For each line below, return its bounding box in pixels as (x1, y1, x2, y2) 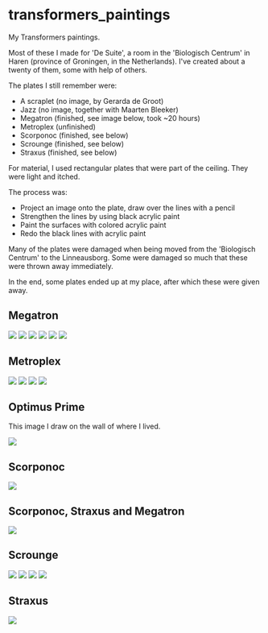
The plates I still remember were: (8, 81, 118, 90)
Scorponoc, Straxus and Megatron (8, 504, 185, 518)
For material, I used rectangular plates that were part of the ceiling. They (8, 163, 249, 172)
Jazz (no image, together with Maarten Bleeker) (19, 105, 179, 114)
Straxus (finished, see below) (19, 147, 118, 157)
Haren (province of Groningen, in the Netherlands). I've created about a (8, 56, 245, 66)
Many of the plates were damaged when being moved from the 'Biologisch (8, 244, 256, 254)
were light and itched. (8, 172, 80, 181)
